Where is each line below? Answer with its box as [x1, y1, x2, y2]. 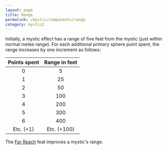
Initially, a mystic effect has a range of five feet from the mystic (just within [5, 36, 162, 42]
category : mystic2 [5, 22, 44, 27]
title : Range [5, 12, 33, 17]
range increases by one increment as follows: [5, 47, 101, 53]
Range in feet [44, 59, 78, 66]
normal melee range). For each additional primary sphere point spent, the [5, 41, 160, 48]
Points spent [8, 59, 39, 66]
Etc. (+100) [46, 126, 75, 133]
